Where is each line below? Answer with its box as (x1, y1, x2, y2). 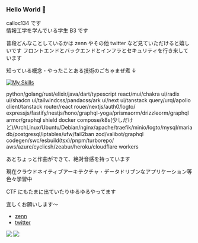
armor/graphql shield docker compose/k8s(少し (6, 116, 123, 124)
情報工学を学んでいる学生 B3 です (6, 27, 88, 34)
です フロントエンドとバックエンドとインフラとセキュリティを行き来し (11, 47, 184, 54)
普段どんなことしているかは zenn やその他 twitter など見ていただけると (6, 40, 180, 47)
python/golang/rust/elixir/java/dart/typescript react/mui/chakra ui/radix (6, 90, 180, 97)
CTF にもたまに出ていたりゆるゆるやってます (6, 188, 116, 195)
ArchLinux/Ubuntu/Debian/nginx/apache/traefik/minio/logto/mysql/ (14, 124, 179, 131)
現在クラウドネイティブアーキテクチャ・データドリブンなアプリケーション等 (6, 168, 193, 175)
